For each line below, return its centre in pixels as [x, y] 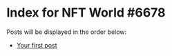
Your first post [37, 45]
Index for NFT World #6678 [86, 13]
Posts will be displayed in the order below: [67, 32]
